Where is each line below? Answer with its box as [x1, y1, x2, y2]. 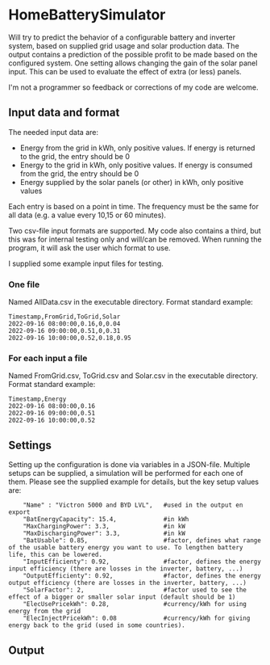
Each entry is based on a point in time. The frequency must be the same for [8, 201, 260, 211]
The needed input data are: [8, 127, 99, 137]
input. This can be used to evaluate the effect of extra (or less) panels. [8, 66, 242, 76]
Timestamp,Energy [8, 395, 67, 403]
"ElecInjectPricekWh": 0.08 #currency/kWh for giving [23, 614, 251, 623]
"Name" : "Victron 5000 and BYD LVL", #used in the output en [23, 501, 243, 510]
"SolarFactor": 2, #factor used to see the [23, 586, 247, 595]
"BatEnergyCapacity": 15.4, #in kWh [23, 516, 189, 524]
